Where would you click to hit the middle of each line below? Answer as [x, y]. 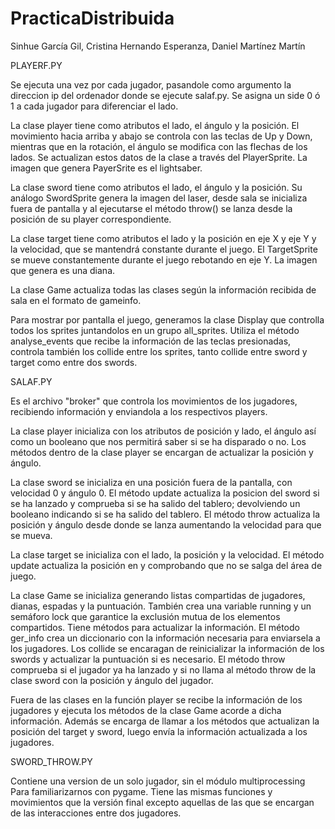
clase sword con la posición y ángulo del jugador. [112, 680]
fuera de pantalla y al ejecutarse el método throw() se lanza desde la [151, 208]
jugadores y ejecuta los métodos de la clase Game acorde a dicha [146, 710]
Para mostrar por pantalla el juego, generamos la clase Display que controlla [167, 319]
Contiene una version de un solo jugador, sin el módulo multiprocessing [158, 781]
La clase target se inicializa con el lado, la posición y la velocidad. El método [167, 554]
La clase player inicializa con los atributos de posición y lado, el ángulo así [163, 431]
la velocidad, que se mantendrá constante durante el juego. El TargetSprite [164, 249]
